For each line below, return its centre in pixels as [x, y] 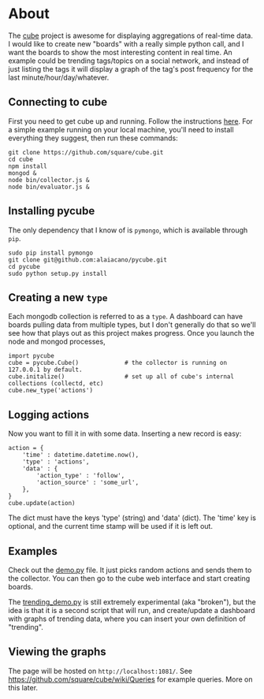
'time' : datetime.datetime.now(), [81, 455]
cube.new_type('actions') [50, 391]
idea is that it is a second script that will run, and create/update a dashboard [132, 610]
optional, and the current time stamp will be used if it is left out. [110, 526]
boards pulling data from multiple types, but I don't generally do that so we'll [132, 325]
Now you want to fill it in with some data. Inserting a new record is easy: [125, 433]
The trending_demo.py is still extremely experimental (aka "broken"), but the [132, 602]
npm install [28, 166]
